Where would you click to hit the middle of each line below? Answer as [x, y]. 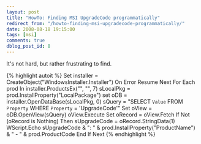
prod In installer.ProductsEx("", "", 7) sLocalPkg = [68, 88]
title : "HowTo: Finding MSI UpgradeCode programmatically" [83, 18]
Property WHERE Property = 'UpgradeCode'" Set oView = [79, 108]
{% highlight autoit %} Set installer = [52, 75]
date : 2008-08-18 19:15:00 [41, 29]
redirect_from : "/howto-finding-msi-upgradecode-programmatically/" [96, 23]
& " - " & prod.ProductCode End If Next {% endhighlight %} [81, 134]
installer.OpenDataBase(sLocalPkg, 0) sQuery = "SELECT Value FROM [95, 101]
